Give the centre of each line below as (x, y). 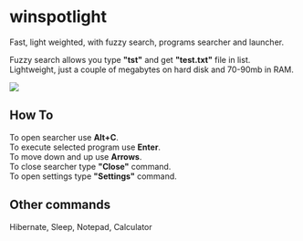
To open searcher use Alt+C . (64, 137)
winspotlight (58, 17)
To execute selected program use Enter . (85, 147)
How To (31, 115)
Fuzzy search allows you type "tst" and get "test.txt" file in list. (130, 59)
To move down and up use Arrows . (76, 156)
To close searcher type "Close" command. (90, 166)
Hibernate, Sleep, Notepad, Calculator (81, 226)
